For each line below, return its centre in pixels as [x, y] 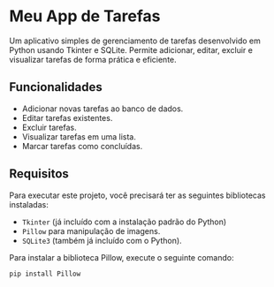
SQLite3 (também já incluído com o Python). [102, 240]
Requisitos [39, 174]
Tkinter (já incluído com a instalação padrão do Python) [124, 222]
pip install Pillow [45, 274]
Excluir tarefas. [49, 127]
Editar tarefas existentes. [67, 117]
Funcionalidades [56, 87]
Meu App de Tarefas [85, 16]
